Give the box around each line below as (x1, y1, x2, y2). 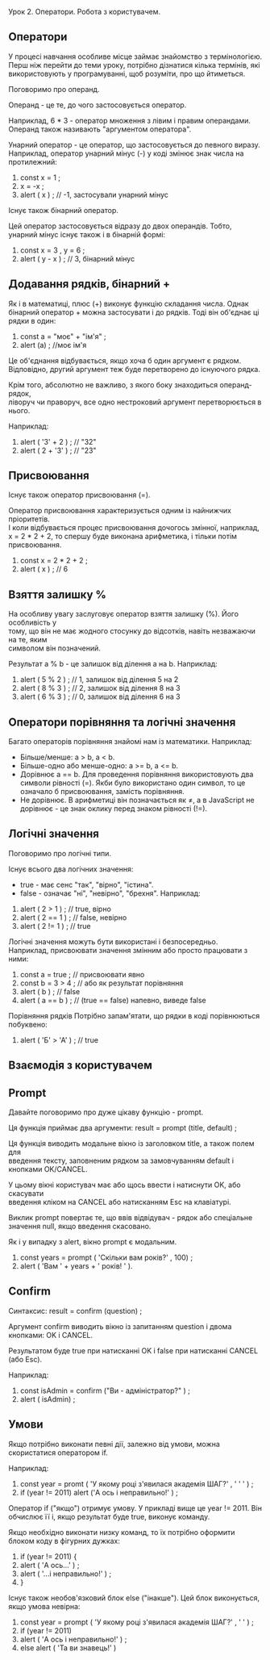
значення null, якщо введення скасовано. (8, 1222, 152, 1231)
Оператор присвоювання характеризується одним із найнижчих (8, 506, 232, 516)
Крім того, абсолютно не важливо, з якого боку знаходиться (8, 379, 218, 390)
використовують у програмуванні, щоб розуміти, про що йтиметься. (8, 69, 246, 78)
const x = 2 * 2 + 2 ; (19, 556, 88, 566)
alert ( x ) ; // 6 (19, 564, 69, 574)
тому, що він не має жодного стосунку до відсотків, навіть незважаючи (8, 626, 256, 636)
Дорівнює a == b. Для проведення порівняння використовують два (19, 770, 254, 780)
